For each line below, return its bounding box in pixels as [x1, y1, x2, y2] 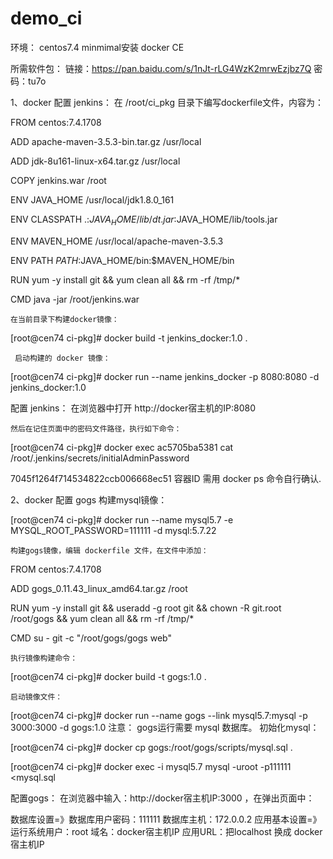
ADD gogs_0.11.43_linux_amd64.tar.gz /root [10, 582, 188, 594]
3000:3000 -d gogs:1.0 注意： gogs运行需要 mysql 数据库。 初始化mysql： [10, 721, 320, 733]
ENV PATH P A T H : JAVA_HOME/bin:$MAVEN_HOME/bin [10, 254, 235, 266]
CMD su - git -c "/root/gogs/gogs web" [10, 632, 172, 644]
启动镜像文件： [10, 692, 63, 702]
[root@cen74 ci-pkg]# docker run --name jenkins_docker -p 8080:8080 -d [10, 370, 320, 382]
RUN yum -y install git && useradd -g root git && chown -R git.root [10, 602, 282, 614]
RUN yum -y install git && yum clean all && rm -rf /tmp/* [10, 273, 241, 286]
